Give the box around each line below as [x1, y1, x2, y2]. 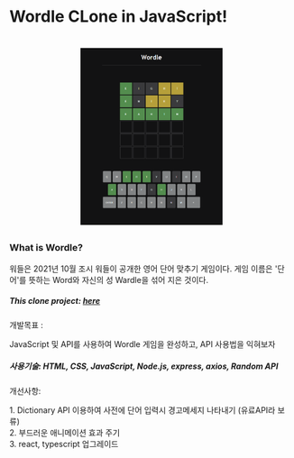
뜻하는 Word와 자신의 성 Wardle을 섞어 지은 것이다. [28, 274, 209, 285]
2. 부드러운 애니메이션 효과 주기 [9, 426, 120, 438]
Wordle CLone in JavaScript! [9, 6, 228, 27]
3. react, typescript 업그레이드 [9, 438, 119, 449]
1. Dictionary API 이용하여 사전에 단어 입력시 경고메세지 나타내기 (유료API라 [9, 404, 276, 416]
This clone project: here [9, 296, 101, 307]
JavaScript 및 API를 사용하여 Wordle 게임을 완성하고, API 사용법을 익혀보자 [9, 338, 276, 349]
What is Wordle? [9, 242, 84, 254]
